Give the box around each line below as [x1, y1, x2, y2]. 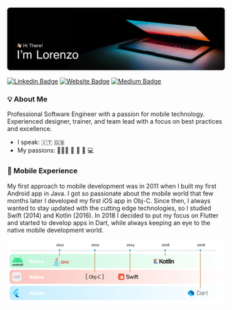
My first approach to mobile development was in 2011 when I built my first [7, 182, 217, 190]
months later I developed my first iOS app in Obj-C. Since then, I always [7, 196, 211, 204]
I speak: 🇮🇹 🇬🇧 [17, 138, 65, 146]
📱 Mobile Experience [7, 166, 78, 176]
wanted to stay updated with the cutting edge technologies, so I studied [7, 204, 212, 212]
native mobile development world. [7, 226, 104, 234]
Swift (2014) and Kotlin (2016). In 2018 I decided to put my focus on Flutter [7, 211, 219, 220]
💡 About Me [7, 95, 48, 104]
